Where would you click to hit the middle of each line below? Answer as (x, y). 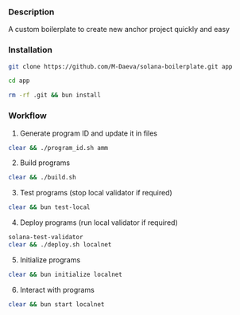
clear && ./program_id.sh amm (58, 148)
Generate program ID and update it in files (88, 133)
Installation (31, 50)
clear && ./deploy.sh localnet (60, 245)
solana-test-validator (46, 238)
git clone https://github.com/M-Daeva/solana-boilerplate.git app (120, 66)
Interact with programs (57, 289)
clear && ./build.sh (43, 178)
